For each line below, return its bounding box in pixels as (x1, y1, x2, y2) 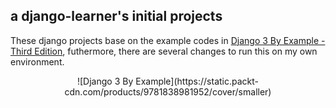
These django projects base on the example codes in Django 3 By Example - (10, 34, 326, 46)
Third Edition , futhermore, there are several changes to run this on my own (10, 45, 318, 57)
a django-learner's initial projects (10, 8, 223, 25)
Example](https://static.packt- (135, 75, 259, 87)
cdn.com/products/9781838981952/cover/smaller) (64, 85, 272, 98)
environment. (10, 55, 65, 68)
